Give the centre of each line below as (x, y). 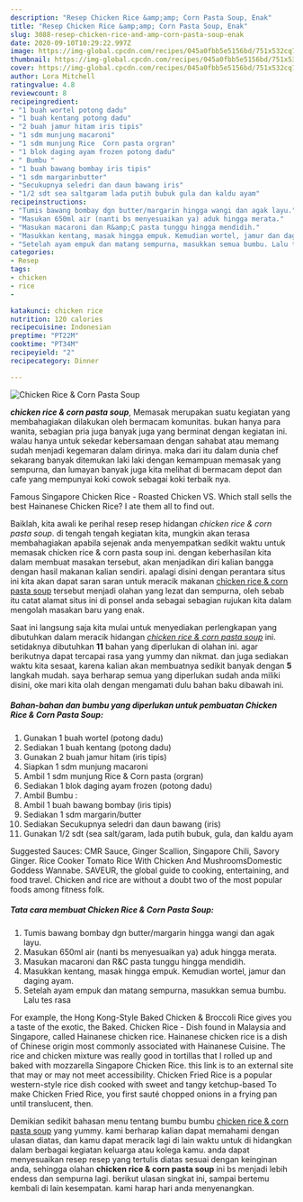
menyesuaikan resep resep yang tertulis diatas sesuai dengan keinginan (144, 1159)
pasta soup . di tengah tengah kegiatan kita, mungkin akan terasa (130, 533)
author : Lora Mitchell (53, 77)
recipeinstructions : (49, 202)
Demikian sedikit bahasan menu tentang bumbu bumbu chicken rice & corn (149, 1121)
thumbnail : (31, 60)
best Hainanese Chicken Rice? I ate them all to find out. (112, 506)
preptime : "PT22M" (45, 336)
